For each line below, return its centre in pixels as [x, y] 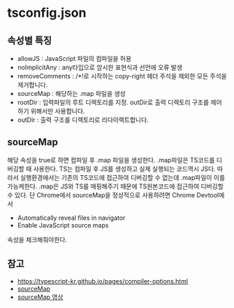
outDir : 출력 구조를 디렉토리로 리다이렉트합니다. [83, 120]
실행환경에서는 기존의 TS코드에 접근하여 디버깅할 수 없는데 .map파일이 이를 [123, 177]
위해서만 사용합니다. [58, 111]
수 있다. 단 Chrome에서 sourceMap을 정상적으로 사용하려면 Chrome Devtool [113, 195]
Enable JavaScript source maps [63, 225]
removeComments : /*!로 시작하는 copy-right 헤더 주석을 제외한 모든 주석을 [122, 76]
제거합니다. [32, 85]
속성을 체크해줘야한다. [37, 239]
